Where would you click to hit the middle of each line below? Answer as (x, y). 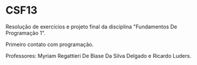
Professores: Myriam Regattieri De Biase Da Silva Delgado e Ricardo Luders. (98, 56)
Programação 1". (25, 32)
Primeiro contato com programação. (50, 44)
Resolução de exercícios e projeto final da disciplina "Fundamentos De (91, 27)
